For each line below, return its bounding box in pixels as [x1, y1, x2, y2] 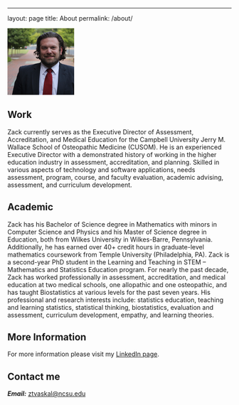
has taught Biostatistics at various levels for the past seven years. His [7, 288, 211, 296]
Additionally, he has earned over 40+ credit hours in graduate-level [7, 242, 205, 251]
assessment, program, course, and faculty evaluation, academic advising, [7, 173, 224, 181]
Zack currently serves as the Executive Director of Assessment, [7, 127, 194, 136]
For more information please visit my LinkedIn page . [7, 350, 160, 359]
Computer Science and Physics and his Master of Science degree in [7, 227, 208, 236]
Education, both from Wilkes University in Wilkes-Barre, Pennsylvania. [7, 235, 213, 244]
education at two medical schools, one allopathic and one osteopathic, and [7, 280, 228, 288]
